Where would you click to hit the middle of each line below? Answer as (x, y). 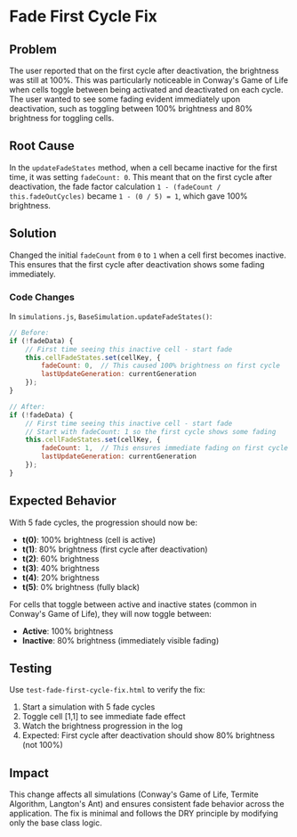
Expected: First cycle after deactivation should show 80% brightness (148, 735)
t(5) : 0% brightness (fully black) (81, 587)
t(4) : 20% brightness (61, 578)
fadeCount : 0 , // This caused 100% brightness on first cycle (161, 366)
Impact (29, 773)
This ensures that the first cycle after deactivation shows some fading (137, 264)
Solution (33, 234)
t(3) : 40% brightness (61, 568)
